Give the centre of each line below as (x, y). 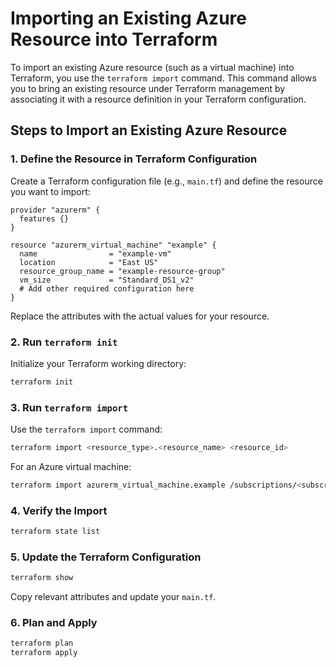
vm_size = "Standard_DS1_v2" (107, 280)
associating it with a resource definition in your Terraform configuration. (158, 99)
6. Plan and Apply (54, 623)
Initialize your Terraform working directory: (98, 363)
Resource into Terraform (114, 39)
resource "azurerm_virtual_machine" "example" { (113, 245)
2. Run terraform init (64, 342)
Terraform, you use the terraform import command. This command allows (163, 78)
